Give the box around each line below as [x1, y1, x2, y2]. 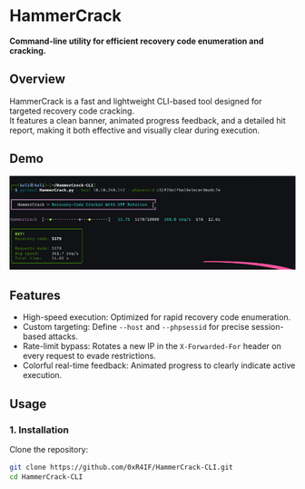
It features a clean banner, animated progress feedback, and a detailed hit [9, 115, 286, 125]
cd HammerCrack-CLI [9, 472, 84, 482]
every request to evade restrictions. [22, 351, 156, 362]
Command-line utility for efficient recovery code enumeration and [9, 35, 264, 46]
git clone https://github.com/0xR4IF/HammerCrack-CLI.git [9, 463, 233, 472]
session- [251, 322, 284, 333]
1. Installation [9, 424, 70, 436]
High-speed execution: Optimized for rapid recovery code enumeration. [22, 312, 291, 323]
